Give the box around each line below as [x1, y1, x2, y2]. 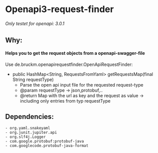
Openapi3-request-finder [5, 4, 114, 15]
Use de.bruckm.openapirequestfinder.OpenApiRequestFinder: [5, 61, 133, 67]
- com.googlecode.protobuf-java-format [5, 143, 89, 148]
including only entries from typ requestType [20, 98, 111, 104]
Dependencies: [5, 112, 54, 121]
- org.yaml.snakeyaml [5, 126, 51, 131]
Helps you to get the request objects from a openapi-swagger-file [5, 50, 145, 56]
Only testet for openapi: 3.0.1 [5, 20, 65, 26]
